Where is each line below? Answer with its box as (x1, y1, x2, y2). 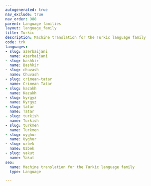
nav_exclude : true (5, 12, 43, 17)
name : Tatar (9, 109, 35, 114)
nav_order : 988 (5, 16, 37, 21)
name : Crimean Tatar (9, 81, 52, 86)
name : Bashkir (9, 63, 39, 68)
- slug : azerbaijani (5, 49, 48, 54)
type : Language (9, 169, 41, 174)
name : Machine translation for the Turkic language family (9, 165, 135, 170)
